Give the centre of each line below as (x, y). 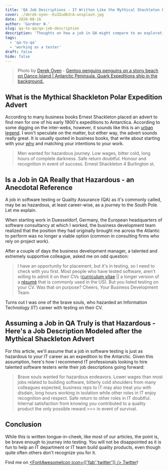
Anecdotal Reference (39, 188)
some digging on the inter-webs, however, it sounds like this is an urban (79, 128)
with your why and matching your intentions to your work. (64, 144)
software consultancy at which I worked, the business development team (80, 225)
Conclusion (23, 425)
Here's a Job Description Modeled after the (74, 331)
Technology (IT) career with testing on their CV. (54, 308)
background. (30, 81)
